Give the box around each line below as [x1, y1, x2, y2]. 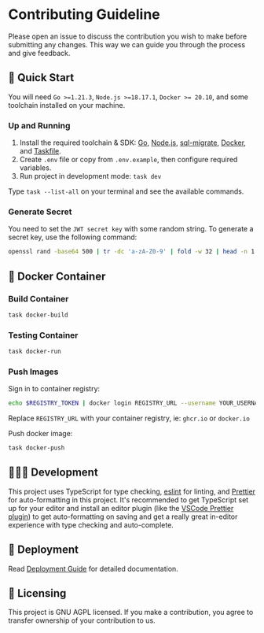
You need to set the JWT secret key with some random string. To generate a [8, 224, 254, 234]
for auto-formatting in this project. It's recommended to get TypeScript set [8, 494, 249, 505]
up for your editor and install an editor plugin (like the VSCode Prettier [8, 503, 234, 513]
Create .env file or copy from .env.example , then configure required [19, 155, 238, 165]
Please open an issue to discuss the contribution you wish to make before [8, 31, 247, 41]
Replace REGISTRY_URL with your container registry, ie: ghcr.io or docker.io [8, 413, 250, 423]
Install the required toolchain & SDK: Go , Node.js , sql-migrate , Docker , [19, 138, 246, 147]
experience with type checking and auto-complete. [8, 520, 174, 529]
